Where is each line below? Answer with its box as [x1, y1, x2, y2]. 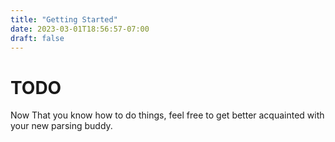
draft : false [10, 33, 65, 43]
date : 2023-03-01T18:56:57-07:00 [10, 24, 150, 34]
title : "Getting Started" [10, 14, 118, 25]
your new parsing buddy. [10, 120, 113, 132]
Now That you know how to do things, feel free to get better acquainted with [10, 109, 325, 121]
